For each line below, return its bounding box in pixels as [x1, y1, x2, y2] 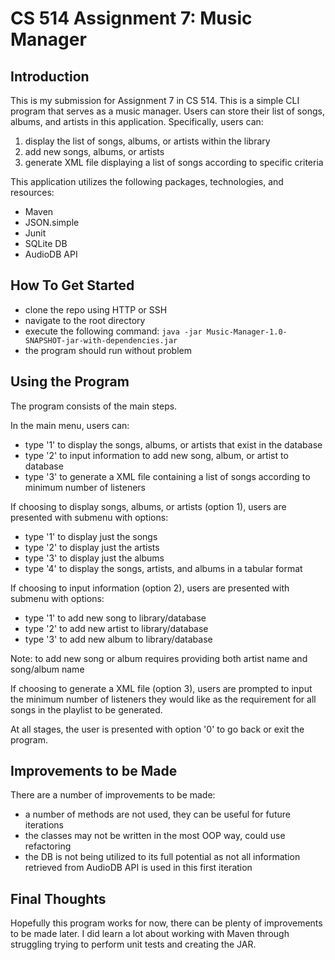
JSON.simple [24, 217, 80, 228]
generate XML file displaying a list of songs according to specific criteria [24, 157, 324, 168]
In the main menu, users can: [10, 419, 130, 431]
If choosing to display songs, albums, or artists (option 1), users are [10, 500, 287, 512]
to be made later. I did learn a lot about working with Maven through [10, 928, 290, 940]
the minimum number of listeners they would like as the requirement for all [10, 693, 317, 705]
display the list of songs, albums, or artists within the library [24, 135, 271, 147]
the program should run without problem [24, 344, 192, 356]
